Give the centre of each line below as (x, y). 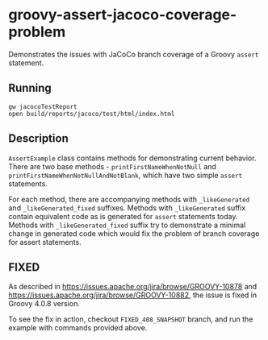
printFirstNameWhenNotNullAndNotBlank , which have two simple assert (126, 175)
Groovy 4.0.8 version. (44, 304)
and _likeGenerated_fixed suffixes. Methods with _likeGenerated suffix (127, 208)
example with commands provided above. (78, 328)
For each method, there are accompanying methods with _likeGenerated (129, 199)
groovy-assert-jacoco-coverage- (123, 15)
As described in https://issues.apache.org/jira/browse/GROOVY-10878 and (133, 287)
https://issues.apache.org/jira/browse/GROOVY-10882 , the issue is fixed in (132, 295)
